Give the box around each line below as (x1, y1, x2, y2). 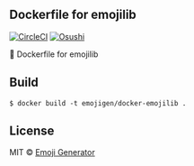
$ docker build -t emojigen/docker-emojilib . (9, 98, 187, 107)
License (9, 124, 55, 139)
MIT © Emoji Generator (9, 147, 96, 158)
